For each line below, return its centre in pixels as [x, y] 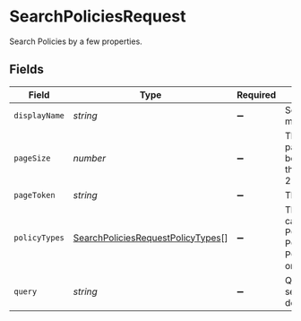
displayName [39, 115]
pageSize [32, 158]
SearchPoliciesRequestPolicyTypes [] [150, 238]
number [90, 158]
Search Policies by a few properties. [76, 41]
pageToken [34, 195]
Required [257, 94]
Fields [27, 69]
